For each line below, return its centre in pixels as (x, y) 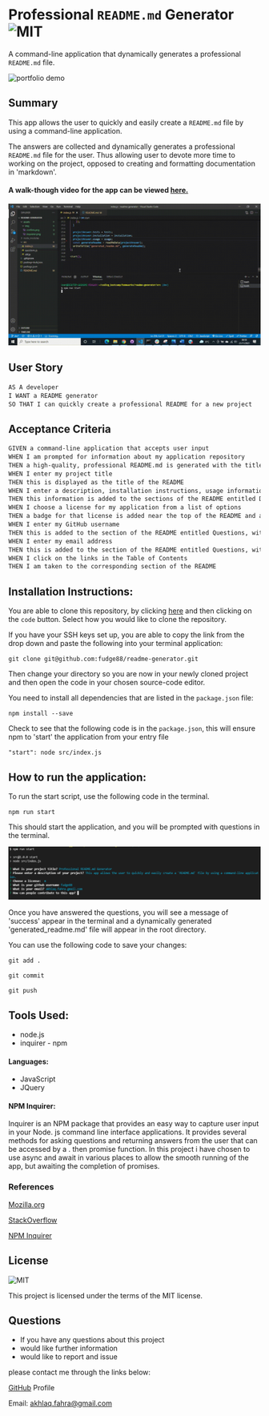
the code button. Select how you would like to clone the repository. (117, 620)
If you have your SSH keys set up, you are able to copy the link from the (126, 635)
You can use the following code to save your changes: (98, 945)
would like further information (69, 1348)
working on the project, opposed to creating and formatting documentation (132, 163)
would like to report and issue (69, 1357)
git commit (26, 976)
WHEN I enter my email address (60, 541)
